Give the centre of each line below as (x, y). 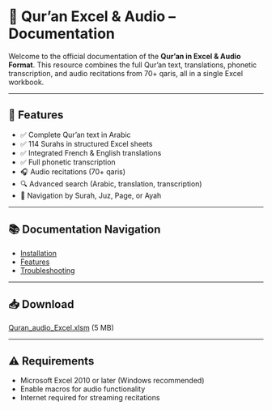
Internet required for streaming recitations (90, 398)
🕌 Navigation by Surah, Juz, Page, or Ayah (91, 195)
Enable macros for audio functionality (83, 389)
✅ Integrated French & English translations (91, 152)
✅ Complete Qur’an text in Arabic (75, 135)
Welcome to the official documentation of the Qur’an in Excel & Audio (125, 56)
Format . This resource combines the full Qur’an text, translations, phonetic (133, 65)
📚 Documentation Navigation (85, 230)
